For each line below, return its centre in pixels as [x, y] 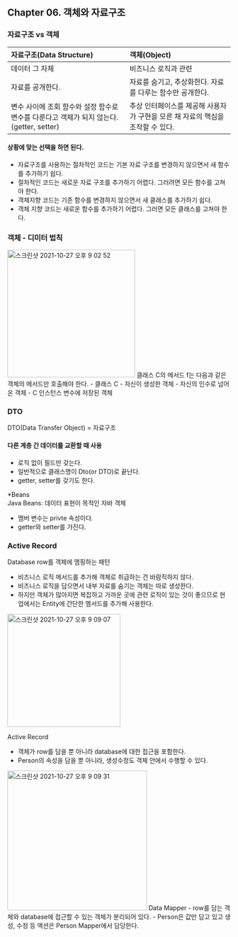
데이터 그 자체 [33, 68]
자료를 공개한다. [36, 87]
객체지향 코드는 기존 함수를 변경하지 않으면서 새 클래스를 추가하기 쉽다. [115, 200]
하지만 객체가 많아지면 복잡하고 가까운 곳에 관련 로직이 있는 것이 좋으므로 [118, 595]
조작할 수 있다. [152, 127]
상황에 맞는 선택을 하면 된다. [46, 147]
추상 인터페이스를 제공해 [168, 106]
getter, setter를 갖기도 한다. [56, 480]
